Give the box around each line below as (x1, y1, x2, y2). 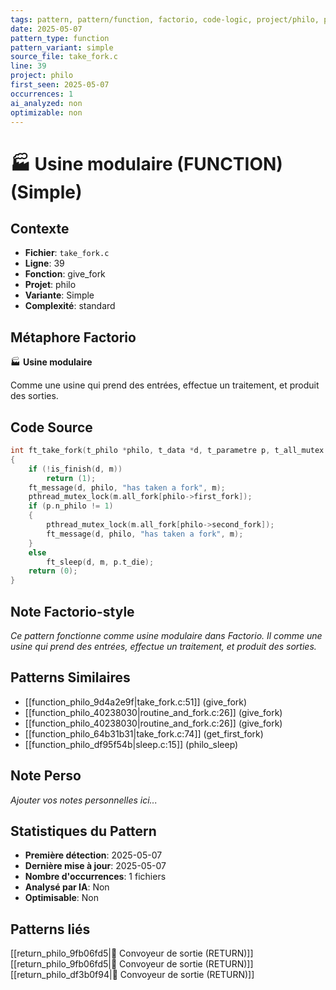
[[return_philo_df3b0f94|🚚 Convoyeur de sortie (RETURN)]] (10, 969, 255, 981)
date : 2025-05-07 (10, 24, 83, 34)
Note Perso (10, 767, 82, 785)
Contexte (10, 220, 70, 237)
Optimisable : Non (24, 892, 100, 904)
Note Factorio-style (10, 603, 135, 620)
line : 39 (10, 61, 47, 71)
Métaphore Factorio (10, 329, 137, 346)
